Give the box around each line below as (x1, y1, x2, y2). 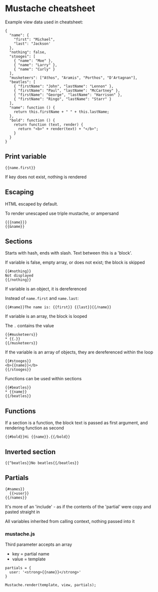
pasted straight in (5, 509, 40, 515)
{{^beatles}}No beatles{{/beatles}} (5, 461, 79, 465)
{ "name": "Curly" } (14, 67, 55, 72)
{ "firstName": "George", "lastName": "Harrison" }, (14, 92, 123, 97)
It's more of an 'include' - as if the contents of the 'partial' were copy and (5, 503, 151, 509)
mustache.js (5, 530, 35, 537)
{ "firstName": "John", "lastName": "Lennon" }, (14, 84, 114, 89)
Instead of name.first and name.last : (5, 296, 79, 301)
